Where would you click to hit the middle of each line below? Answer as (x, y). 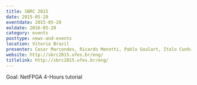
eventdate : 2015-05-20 (34, 22)
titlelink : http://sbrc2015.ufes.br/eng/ (57, 60)
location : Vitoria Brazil (38, 44)
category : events (27, 33)
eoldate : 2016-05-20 (31, 28)
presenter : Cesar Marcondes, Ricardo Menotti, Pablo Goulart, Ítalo (91, 49)
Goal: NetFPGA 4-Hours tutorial (44, 77)
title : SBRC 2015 (27, 11)
